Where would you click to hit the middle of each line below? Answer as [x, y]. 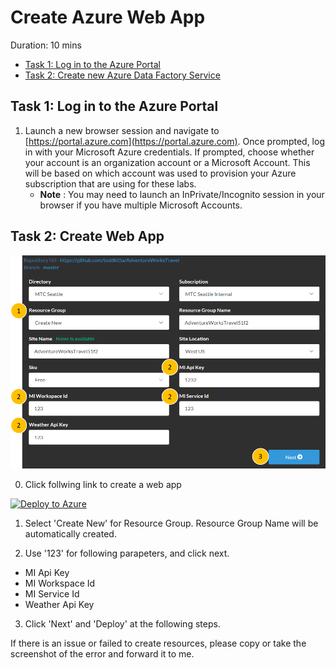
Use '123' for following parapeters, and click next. [127, 553]
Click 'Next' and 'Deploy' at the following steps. [122, 623]
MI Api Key [47, 572]
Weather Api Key [59, 604]
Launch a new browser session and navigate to [122, 130]
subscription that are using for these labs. [110, 183]
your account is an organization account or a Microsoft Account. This [167, 162]
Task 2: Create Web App [87, 236]
